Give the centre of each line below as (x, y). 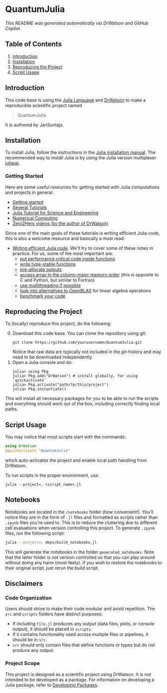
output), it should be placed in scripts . (52, 629)
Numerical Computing (35, 218)
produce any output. (33, 650)
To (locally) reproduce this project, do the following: (58, 323)
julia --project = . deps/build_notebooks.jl (51, 542)
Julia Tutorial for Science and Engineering (55, 213)
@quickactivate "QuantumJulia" (38, 451)
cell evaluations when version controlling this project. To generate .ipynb (80, 528)
